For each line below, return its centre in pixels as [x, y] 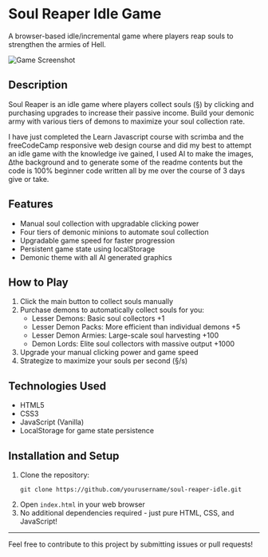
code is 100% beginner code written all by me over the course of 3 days [127, 170]
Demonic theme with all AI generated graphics [96, 257]
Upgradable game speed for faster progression [97, 240]
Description [38, 85]
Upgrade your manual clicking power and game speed [109, 353]
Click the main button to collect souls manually [97, 302]
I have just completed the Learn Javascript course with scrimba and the [126, 136]
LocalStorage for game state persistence [87, 431]
